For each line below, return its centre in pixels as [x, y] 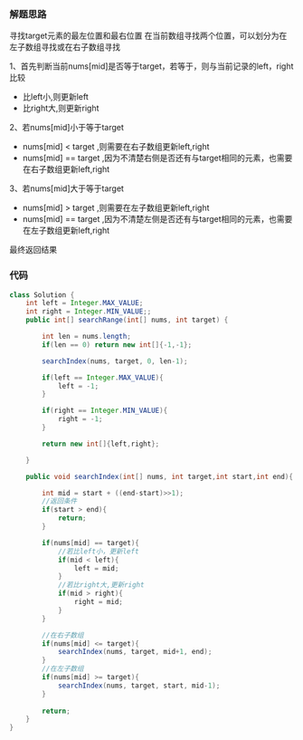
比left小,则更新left [55, 97]
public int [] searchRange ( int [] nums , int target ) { [127, 320]
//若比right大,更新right [101, 585]
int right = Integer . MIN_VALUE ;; [89, 312]
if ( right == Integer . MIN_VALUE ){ [105, 411]
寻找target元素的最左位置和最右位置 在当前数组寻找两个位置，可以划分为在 [148, 36]
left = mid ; [96, 568]
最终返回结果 [33, 250]
